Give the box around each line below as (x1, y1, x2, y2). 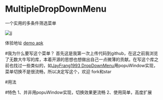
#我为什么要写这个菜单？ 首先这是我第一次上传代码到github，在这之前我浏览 (5, 50, 158, 56)
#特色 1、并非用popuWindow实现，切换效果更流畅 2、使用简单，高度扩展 (5, 89, 152, 95)
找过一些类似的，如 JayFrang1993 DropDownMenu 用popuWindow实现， (13, 62, 158, 68)
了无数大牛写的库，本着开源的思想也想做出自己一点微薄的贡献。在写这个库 (5, 56, 154, 62)
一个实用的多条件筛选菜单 (5, 20, 56, 26)
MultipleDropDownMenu (5, 3, 107, 15)
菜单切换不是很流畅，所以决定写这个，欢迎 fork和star (5, 68, 112, 74)
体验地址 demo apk (5, 40, 44, 46)
